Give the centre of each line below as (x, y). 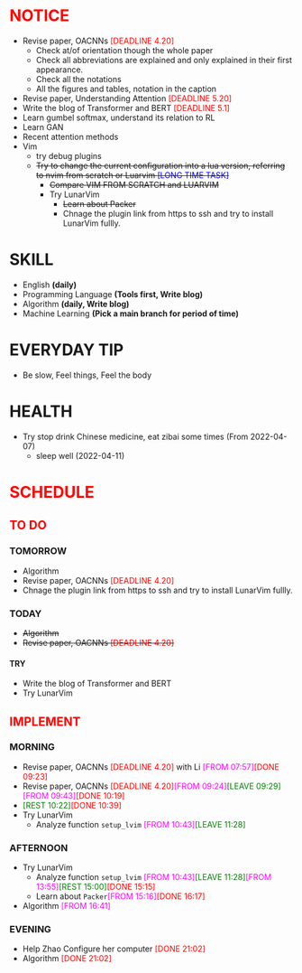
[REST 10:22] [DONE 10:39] (72, 805)
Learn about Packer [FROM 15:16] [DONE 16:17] (120, 896)
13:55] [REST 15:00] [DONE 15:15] (96, 887)
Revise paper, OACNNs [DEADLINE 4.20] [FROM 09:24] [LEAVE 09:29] (151, 786)
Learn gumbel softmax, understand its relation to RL (119, 117)
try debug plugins (69, 155)
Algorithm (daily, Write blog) (76, 304)
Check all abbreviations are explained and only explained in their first (164, 60)
